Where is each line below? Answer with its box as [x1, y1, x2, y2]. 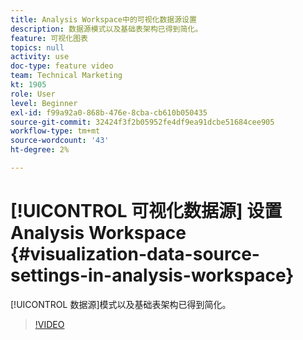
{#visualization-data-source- [10, 243, 260, 266]
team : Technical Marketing [10, 71, 123, 81]
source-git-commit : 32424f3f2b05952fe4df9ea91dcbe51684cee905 [10, 117, 275, 127]
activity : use [10, 52, 70, 62]
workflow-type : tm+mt [10, 126, 101, 136]
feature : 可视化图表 [10, 33, 88, 43]
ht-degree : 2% [10, 145, 70, 155]
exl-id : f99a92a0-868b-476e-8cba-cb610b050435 [10, 107, 208, 118]
